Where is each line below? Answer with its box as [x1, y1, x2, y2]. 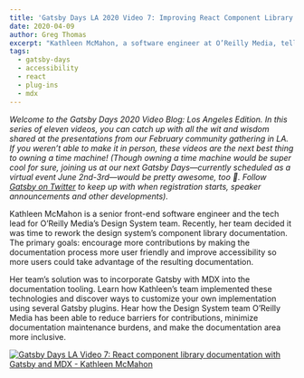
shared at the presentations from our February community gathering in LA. [9, 133, 290, 144]
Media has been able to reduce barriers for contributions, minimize [9, 312, 259, 323]
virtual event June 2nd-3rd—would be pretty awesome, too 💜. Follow [9, 171, 267, 182]
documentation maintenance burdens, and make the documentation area [9, 322, 281, 333]
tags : [9, 47, 30, 56]
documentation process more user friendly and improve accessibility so [9, 246, 278, 258]
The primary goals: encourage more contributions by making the [9, 237, 251, 248]
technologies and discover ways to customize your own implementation [9, 293, 277, 304]
